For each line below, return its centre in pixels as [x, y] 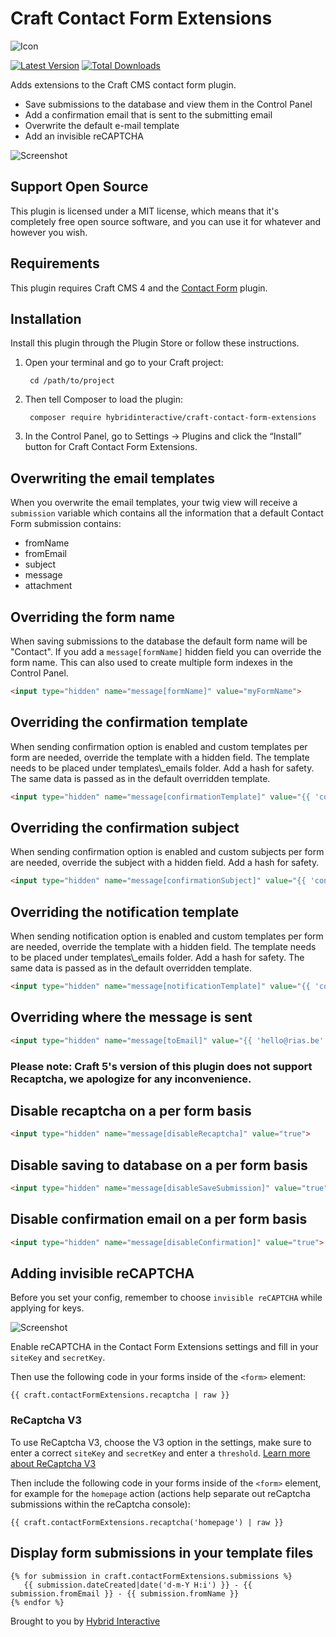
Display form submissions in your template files [162, 1553]
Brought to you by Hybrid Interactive [85, 1621]
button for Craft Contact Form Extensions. [111, 447]
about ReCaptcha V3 [53, 1463]
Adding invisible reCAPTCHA [102, 1273]
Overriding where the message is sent [131, 1017]
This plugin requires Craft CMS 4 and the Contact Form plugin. [139, 288]
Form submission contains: [66, 524]
